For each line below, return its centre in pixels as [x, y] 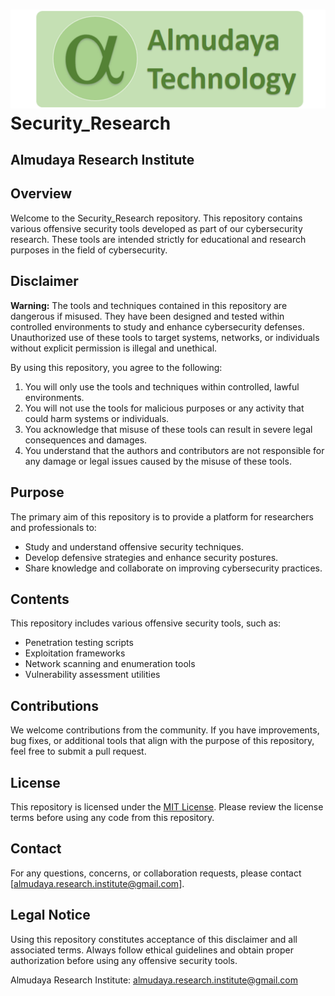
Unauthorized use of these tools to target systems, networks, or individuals [165, 337]
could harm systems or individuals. [97, 418]
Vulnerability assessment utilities [92, 675]
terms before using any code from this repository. [112, 817]
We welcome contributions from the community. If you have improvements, [165, 730]
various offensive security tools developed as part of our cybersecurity [156, 228]
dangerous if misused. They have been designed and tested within [147, 316]
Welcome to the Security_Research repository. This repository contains [156, 218]
